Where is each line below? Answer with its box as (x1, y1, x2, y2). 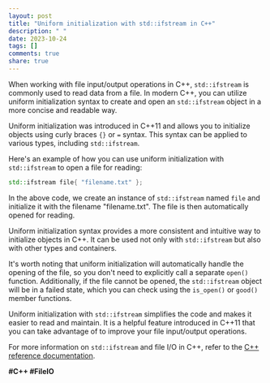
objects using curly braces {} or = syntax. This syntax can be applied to (8, 129, 247, 139)
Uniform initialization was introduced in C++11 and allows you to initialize (8, 121, 251, 131)
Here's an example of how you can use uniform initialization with (8, 153, 225, 163)
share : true (8, 58, 49, 66)
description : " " (8, 27, 67, 35)
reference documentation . (8, 351, 96, 360)
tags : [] (8, 42, 38, 50)
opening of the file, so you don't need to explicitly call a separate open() (8, 267, 249, 277)
